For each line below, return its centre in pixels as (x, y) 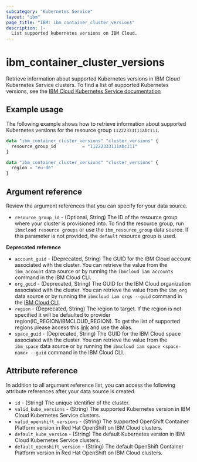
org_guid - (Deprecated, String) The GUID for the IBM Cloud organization (103, 283)
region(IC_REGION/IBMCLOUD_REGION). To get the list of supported (97, 321)
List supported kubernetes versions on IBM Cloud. (74, 34)
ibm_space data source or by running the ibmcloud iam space (87, 346)
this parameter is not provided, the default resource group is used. (96, 236)
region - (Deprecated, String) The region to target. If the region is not (98, 309)
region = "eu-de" (33, 168)
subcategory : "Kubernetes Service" (50, 11)
